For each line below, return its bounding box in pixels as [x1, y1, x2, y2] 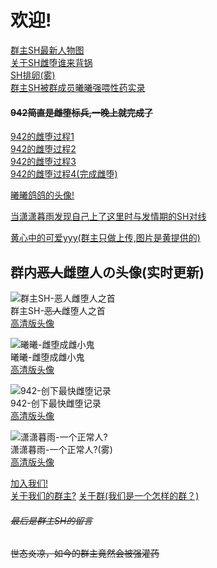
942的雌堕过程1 [10, 131, 75, 143]
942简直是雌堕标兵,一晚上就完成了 [10, 106, 154, 118]
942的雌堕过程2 [10, 143, 77, 155]
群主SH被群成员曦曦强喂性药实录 [10, 81, 146, 93]
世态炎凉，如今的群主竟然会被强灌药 [10, 547, 160, 560]
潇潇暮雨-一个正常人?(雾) [10, 443, 113, 455]
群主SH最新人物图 [10, 44, 85, 56]
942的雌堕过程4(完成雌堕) [10, 168, 118, 180]
